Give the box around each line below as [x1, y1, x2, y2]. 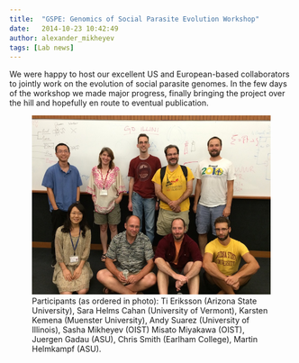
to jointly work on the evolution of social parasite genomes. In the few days [9, 78, 288, 89]
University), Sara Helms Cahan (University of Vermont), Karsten [32, 305, 268, 316]
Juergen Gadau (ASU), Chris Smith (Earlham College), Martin [32, 334, 258, 345]
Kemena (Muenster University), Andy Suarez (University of [32, 315, 250, 326]
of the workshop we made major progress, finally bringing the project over [9, 88, 285, 99]
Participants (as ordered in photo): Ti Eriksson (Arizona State [32, 295, 258, 306]
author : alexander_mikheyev [9, 33, 115, 42]
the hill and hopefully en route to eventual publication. [9, 97, 209, 108]
